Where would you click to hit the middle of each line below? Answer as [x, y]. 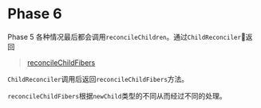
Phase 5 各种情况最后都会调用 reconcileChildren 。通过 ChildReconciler [124, 37]
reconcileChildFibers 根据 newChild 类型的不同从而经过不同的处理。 [117, 95]
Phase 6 [35, 14]
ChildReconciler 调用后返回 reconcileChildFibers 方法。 [98, 79]
